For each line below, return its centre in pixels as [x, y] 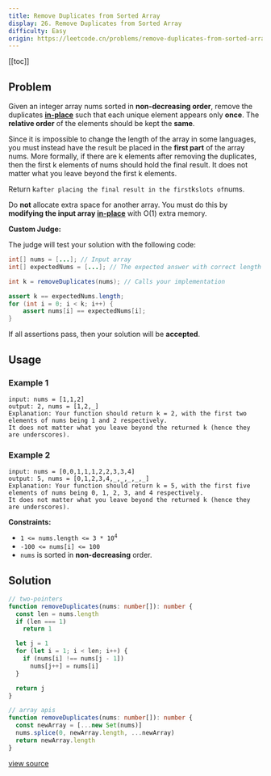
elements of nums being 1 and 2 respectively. [88, 420]
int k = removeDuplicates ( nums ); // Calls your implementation [117, 281]
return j [30, 688]
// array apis [32, 711]
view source [29, 763]
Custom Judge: [35, 229]
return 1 [38, 629]
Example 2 [29, 455]
